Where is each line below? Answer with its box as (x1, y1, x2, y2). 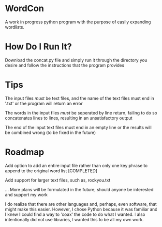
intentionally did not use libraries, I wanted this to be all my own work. (5, 216, 144, 222)
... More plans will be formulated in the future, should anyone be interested (5, 186, 154, 192)
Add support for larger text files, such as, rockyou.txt (5, 177, 111, 183)
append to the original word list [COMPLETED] (5, 168, 98, 174)
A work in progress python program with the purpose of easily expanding (5, 19, 151, 25)
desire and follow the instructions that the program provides (5, 62, 125, 68)
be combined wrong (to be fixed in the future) (5, 130, 96, 135)
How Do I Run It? (5, 41, 72, 52)
